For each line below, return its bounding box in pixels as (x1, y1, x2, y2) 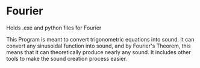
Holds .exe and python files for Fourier (6, 24, 102, 31)
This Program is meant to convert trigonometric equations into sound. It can (6, 36, 195, 43)
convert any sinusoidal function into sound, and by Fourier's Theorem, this (6, 42, 191, 49)
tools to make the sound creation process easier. (6, 55, 128, 62)
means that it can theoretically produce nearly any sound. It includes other (6, 48, 191, 55)
